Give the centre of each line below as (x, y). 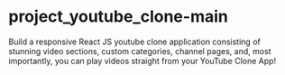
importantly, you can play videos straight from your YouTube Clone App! (142, 61)
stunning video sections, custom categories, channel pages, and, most (140, 51)
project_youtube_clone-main (119, 17)
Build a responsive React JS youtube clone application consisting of (134, 42)
